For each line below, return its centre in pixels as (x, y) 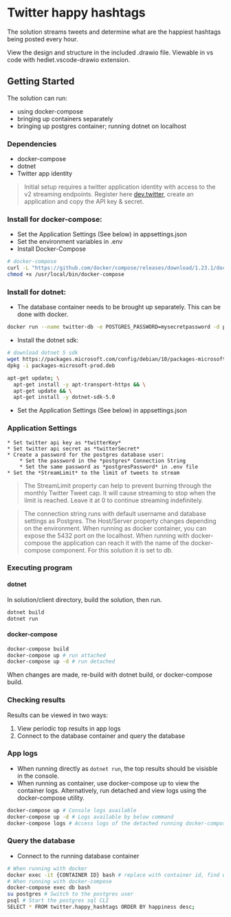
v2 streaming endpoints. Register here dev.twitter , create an (109, 194)
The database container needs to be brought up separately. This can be (119, 307)
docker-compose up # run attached (57, 655)
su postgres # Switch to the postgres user (70, 894)
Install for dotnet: (37, 292)
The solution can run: (37, 98)
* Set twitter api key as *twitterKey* (64, 442)
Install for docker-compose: (55, 219)
